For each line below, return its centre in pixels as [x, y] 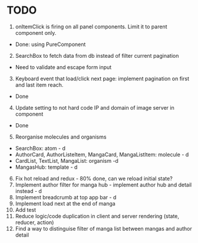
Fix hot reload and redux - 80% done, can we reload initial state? [94, 178]
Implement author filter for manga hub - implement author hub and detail [103, 185]
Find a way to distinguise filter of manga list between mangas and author [103, 228]
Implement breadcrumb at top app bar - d [66, 197]
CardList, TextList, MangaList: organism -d [67, 160]
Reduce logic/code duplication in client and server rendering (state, [97, 216]
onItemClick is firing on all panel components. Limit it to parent [91, 27]
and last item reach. [39, 85]
